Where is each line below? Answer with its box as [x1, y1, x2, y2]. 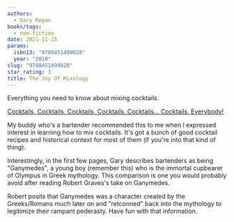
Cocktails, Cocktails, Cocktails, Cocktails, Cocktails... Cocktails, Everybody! [7, 107, 224, 116]
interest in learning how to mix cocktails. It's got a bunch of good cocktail [7, 128, 218, 136]
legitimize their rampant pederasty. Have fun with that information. [7, 207, 198, 216]
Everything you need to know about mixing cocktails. [7, 94, 159, 102]
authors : [7, 10, 33, 17]
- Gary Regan [13, 17, 52, 24]
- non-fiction [13, 29, 54, 37]
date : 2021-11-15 [7, 36, 58, 43]
